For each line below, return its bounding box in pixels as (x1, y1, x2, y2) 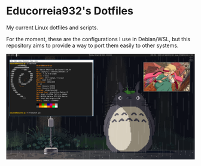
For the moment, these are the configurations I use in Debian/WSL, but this (6, 35, 190, 42)
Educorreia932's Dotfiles (6, 4, 133, 18)
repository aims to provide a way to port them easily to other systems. (6, 42, 179, 49)
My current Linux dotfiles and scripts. (6, 24, 99, 31)
